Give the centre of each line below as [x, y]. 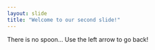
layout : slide [27, 13]
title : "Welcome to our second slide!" [64, 20]
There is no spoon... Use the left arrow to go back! [78, 39]
